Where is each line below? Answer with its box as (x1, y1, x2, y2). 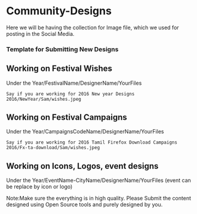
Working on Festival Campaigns (6, 112, 127, 123)
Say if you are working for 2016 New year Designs (6, 91, 135, 97)
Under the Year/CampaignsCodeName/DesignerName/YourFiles (6, 128, 164, 135)
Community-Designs (6, 4, 112, 18)
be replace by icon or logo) (6, 183, 73, 190)
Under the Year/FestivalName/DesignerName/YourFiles (6, 79, 142, 86)
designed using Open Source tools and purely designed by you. (6, 201, 163, 208)
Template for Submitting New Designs (6, 45, 119, 53)
